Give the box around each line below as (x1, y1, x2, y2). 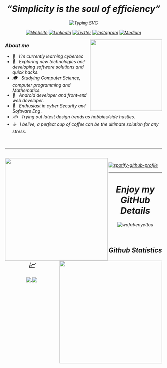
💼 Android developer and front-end (12, 92, 87, 98)
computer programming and (12, 82, 71, 88)
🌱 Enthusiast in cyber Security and (12, 103, 86, 109)
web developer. (12, 98, 44, 104)
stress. (12, 128, 26, 135)
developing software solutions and (12, 64, 83, 70)
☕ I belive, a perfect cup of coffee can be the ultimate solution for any (12, 121, 159, 127)
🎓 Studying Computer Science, (12, 75, 81, 81)
